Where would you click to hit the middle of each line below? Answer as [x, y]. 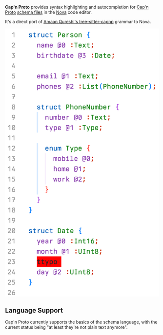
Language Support [34, 310]
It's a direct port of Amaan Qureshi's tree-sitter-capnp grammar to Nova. [78, 22]
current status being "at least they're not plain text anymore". [66, 327]
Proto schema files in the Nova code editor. [48, 12]
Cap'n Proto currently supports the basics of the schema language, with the [81, 322]
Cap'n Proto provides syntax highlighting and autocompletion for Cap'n [77, 7]
